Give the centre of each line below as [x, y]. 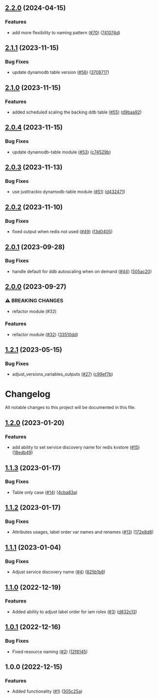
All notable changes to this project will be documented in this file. [70, 408]
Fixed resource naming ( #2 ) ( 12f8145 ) [50, 651]
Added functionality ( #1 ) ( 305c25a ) [47, 691]
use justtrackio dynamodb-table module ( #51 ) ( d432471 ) [69, 192]
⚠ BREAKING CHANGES [34, 301]
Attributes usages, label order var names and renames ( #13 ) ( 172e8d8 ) [83, 532]
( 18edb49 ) [22, 452]
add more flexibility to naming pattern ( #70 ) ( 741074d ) [66, 32]
